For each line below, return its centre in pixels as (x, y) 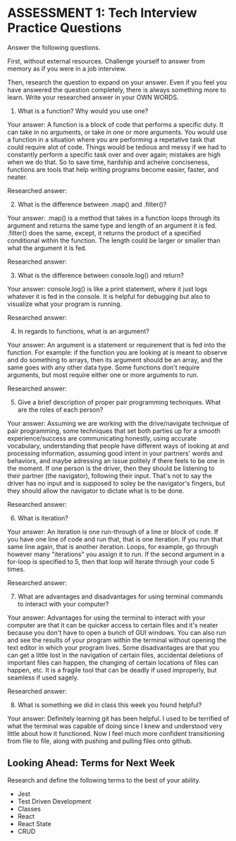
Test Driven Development (54, 801)
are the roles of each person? (60, 410)
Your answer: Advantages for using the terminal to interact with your (106, 618)
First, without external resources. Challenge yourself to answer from (106, 61)
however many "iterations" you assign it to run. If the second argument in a (116, 554)
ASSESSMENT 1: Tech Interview (102, 13)
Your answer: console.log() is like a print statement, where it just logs (107, 289)
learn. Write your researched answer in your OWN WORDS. (93, 97)
